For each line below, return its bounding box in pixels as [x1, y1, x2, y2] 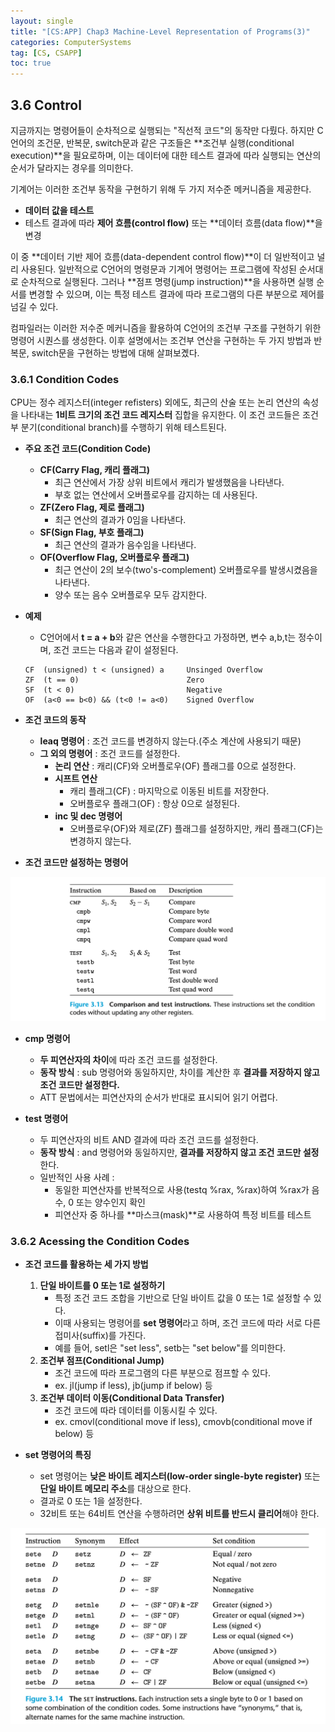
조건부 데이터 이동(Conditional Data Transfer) [39, 1392, 225, 1404]
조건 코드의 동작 [24, 714, 87, 726]
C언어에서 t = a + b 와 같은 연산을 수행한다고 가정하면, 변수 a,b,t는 [39, 631, 297, 644]
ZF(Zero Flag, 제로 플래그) [39, 501, 145, 514]
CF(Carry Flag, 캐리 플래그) [39, 464, 150, 476]
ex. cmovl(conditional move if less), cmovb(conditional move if [54, 1416, 313, 1428]
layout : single [10, 16, 74, 26]
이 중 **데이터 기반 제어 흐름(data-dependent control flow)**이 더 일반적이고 [10, 250, 315, 262]
